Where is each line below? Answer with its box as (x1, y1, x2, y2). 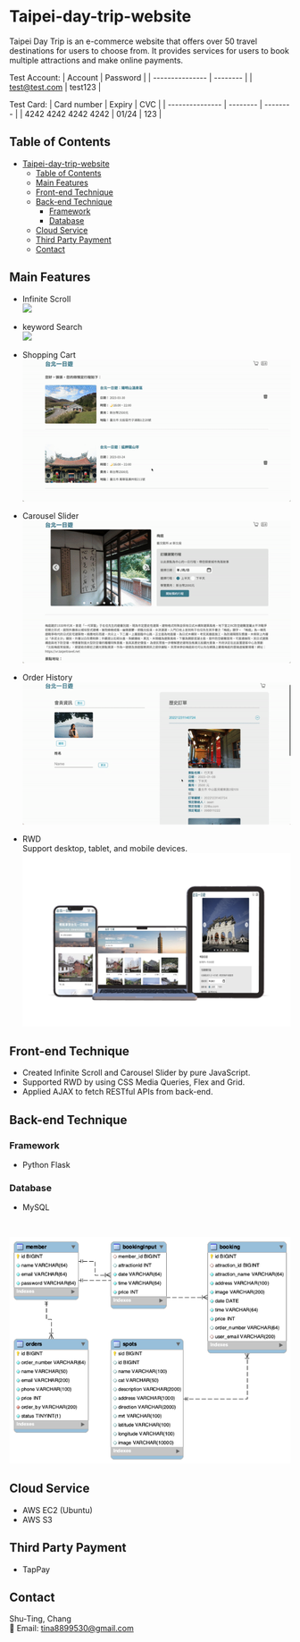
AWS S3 (21, 1514, 54, 1525)
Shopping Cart (21, 349, 76, 360)
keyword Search (21, 321, 83, 332)
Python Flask (21, 1160, 71, 1171)
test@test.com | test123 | (9, 81, 101, 92)
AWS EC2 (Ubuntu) (21, 1504, 94, 1515)
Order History (21, 672, 73, 682)
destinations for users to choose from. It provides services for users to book (9, 45, 290, 55)
